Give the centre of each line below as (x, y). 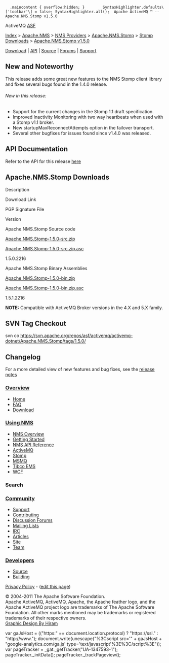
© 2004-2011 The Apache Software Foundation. (55, 596)
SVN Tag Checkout (36, 324)
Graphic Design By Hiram (32, 623)
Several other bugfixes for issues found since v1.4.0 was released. (82, 133)
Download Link (21, 199)
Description (17, 189)
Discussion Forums (33, 520)
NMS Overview (28, 434)
